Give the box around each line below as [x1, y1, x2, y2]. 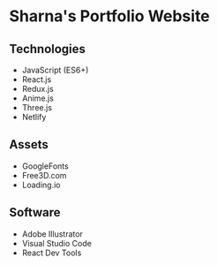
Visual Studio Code [21, 238, 93, 248]
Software [9, 205, 61, 220]
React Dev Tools [21, 247, 82, 258]
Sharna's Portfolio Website [9, 6, 210, 26]
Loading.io [21, 179, 61, 190]
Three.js [21, 102, 53, 112]
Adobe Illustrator [21, 228, 84, 239]
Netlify [21, 112, 47, 122]
